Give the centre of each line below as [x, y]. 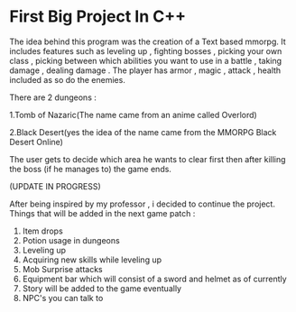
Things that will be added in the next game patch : [102, 213]
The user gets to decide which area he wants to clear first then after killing [148, 159]
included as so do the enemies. [68, 79]
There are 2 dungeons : [53, 97]
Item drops [42, 231]
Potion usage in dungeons [71, 240]
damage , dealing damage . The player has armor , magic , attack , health [145, 70]
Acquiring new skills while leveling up [92, 260]
